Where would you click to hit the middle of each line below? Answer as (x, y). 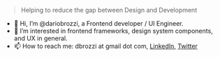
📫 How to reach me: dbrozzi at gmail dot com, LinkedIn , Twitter (105, 46)
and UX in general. (41, 38)
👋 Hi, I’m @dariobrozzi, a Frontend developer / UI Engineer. (98, 23)
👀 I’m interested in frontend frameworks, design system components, (113, 31)
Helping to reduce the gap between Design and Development (109, 10)
